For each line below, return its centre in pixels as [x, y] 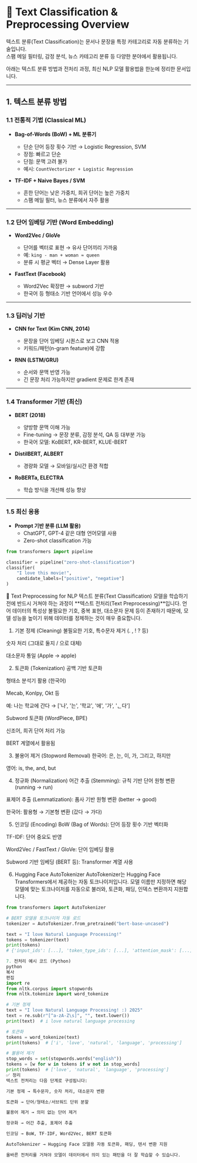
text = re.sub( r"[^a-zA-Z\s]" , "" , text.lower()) [68, 1016]
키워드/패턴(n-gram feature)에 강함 [64, 348]
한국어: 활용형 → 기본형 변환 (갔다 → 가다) [54, 812]
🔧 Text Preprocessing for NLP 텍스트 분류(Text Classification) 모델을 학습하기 [97, 596]
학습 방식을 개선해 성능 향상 [55, 489]
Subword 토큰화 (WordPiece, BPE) [47, 718]
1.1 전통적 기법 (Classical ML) [46, 120]
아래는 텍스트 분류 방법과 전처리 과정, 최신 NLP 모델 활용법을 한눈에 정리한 [91, 69]
